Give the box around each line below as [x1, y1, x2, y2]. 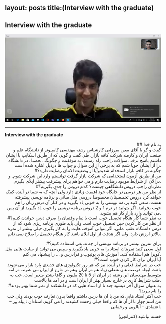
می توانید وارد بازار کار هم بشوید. [100, 210, 161, 216]
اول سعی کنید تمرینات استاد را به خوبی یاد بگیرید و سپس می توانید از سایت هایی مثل [5, 245, 161, 252]
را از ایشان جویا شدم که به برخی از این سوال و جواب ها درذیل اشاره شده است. [14, 162, 161, 168]
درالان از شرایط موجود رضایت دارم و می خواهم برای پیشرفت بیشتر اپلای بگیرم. [14, 178, 161, 184]
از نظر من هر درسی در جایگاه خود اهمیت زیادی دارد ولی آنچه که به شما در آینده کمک [5, 188, 161, 195]
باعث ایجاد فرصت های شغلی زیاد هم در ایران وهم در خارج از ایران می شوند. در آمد [8, 267, 161, 272]
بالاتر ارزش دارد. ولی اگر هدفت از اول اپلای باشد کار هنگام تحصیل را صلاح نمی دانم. [7, 230, 161, 237]
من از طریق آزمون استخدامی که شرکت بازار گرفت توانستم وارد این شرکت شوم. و [8, 173, 161, 179]
